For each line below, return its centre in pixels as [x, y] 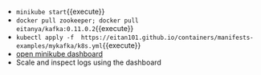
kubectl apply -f [45, 37]
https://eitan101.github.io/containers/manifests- [167, 37]
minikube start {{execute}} [60, 12]
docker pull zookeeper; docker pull [77, 21]
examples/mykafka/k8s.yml [59, 46]
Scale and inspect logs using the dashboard [89, 62]
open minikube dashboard [59, 54]
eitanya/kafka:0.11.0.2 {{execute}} [75, 28]
